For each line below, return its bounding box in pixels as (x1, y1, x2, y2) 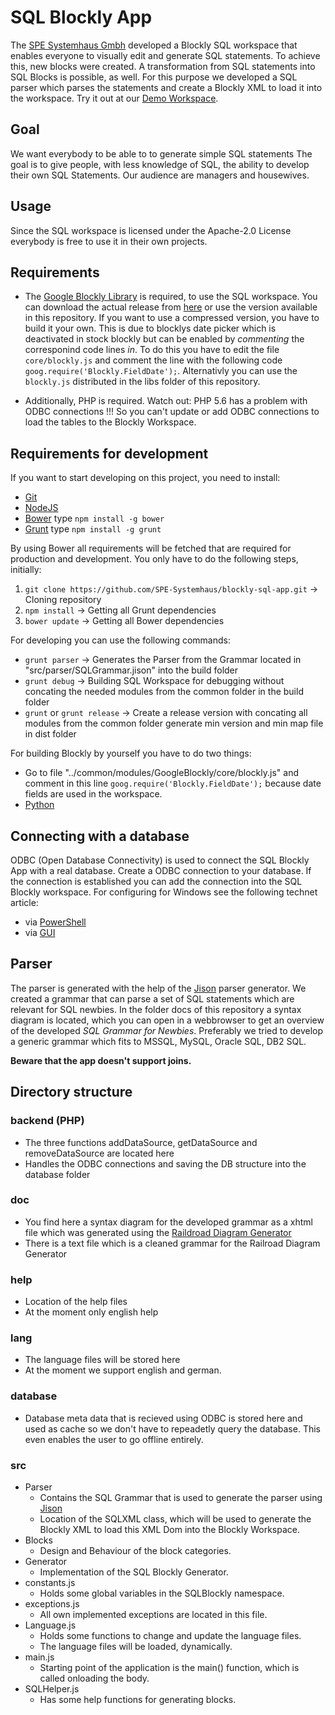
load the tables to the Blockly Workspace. (24, 416, 197, 428)
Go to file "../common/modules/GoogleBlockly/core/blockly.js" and (24, 767, 299, 779)
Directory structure (10, 1084, 133, 1101)
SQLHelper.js (24, 1682, 80, 1695)
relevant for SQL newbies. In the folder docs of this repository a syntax (10, 1003, 302, 1015)
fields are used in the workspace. (24, 788, 163, 800)
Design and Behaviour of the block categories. (39, 1544, 232, 1556)
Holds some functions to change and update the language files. (39, 1629, 302, 1641)
